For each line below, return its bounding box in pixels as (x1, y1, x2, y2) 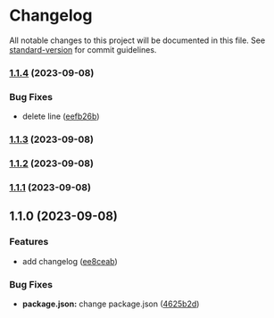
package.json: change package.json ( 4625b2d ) (21, 298, 200, 309)
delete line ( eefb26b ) (21, 111, 100, 121)
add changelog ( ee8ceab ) (21, 255, 118, 266)
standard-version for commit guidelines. (9, 44, 157, 54)
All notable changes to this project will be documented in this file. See (9, 35, 266, 46)
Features (9, 236, 49, 248)
